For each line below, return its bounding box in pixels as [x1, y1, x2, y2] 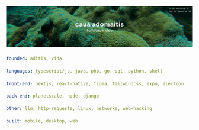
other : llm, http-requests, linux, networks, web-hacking [6, 106, 152, 112]
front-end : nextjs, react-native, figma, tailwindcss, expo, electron [6, 80, 184, 86]
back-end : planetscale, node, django [6, 93, 99, 99]
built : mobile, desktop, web [6, 118, 78, 124]
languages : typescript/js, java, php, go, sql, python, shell [6, 68, 163, 74]
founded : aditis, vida [6, 56, 62, 62]
